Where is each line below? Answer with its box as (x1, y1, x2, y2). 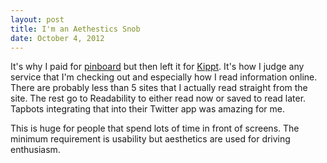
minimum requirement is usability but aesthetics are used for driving (10, 133, 291, 145)
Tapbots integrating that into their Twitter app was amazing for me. (10, 103, 285, 115)
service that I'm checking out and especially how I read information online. (10, 71, 318, 83)
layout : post (10, 14, 65, 25)
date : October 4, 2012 (10, 33, 105, 43)
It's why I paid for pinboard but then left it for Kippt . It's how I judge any (10, 61, 305, 73)
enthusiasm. (10, 144, 61, 156)
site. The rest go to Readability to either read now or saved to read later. (10, 92, 307, 105)
